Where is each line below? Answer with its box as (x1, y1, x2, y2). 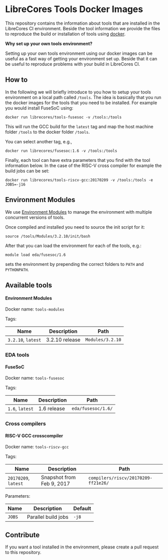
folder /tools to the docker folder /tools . (5, 129, 90, 135)
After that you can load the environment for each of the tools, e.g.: (5, 242, 141, 248)
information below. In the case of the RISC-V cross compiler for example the (5, 162, 162, 168)
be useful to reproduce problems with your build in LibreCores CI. (5, 61, 140, 67)
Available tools (5, 281, 52, 290)
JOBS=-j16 (5, 182, 26, 187)
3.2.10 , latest (7, 336, 41, 343)
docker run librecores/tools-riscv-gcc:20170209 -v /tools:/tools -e (5, 177, 153, 182)
